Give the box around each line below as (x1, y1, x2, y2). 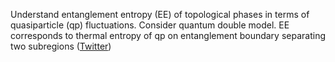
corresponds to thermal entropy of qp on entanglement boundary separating (10, 30, 326, 41)
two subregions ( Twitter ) (10, 40, 112, 52)
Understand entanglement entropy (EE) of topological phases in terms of (10, 9, 310, 20)
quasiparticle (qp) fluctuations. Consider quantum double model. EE (10, 19, 290, 31)
